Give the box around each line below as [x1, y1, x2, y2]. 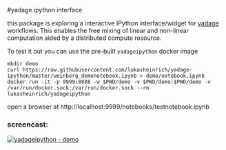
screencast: [7, 120, 48, 129]
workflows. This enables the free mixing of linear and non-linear [7, 27, 189, 34]
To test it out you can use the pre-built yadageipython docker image [7, 47, 198, 55]
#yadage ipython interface [7, 6, 83, 14]
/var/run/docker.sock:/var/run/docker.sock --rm [7, 85, 150, 92]
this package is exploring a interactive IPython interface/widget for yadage [7, 19, 219, 27]
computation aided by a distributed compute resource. [7, 34, 162, 42]
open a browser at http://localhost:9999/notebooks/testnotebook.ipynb [7, 103, 210, 111]
